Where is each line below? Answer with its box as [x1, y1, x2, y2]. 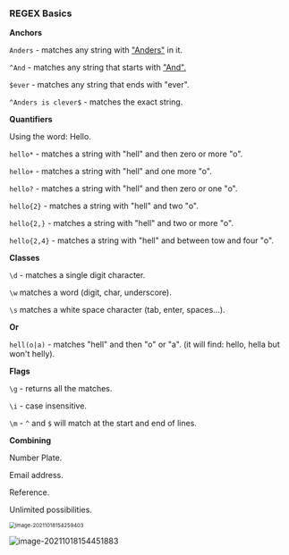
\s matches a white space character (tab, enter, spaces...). [9, 305, 225, 315]
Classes [9, 253, 40, 264]
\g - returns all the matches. [9, 383, 113, 394]
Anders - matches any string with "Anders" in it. [9, 45, 183, 55]
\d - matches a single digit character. [9, 270, 146, 281]
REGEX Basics [9, 7, 72, 20]
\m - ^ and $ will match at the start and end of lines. [9, 418, 197, 429]
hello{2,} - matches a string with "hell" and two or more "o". [9, 218, 234, 229]
